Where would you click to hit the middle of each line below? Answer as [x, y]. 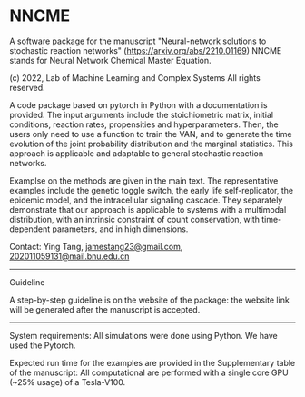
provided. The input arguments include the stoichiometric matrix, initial [142, 114]
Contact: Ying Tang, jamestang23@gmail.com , [96, 246]
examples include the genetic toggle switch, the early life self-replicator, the [152, 190]
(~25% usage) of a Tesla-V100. [68, 382]
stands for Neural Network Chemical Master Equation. [110, 60]
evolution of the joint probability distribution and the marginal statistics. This [151, 144]
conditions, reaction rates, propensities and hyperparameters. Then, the [144, 124]
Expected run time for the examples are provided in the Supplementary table [152, 362]
